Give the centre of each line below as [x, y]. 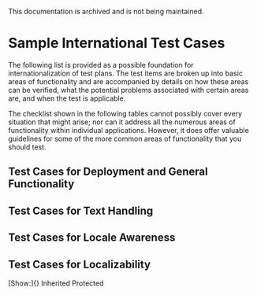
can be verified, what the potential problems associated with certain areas [128, 90]
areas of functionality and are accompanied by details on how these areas [128, 81]
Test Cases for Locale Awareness [92, 238]
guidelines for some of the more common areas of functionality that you [125, 138]
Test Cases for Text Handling [81, 210]
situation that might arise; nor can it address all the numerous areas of [122, 122]
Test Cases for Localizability [80, 264]
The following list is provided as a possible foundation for [101, 65]
